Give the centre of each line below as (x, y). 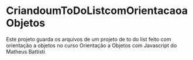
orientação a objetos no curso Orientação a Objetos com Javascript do (92, 45)
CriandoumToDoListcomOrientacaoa (97, 11)
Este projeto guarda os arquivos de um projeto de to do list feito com (89, 39)
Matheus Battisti (26, 51)
